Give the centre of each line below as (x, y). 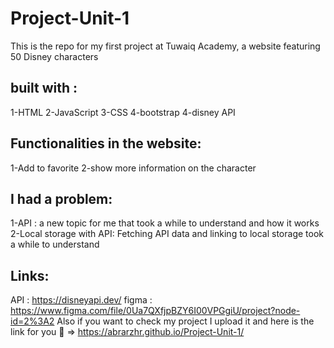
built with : (44, 88)
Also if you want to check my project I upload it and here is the (185, 321)
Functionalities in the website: (106, 143)
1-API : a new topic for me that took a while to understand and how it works (165, 223)
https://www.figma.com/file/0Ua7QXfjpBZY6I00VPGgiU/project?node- (155, 311)
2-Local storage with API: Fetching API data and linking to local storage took (167, 234)
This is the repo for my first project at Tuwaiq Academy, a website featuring (165, 46)
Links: (30, 275)
